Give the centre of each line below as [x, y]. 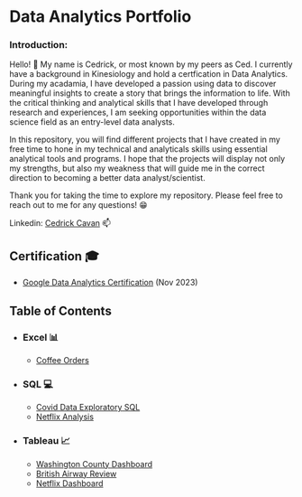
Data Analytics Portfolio [101, 17]
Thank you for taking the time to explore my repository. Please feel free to [146, 195]
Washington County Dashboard [94, 464]
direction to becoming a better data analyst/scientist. [107, 178]
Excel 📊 [40, 337]
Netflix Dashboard [69, 483]
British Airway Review [76, 474]
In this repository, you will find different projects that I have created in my [145, 140]
